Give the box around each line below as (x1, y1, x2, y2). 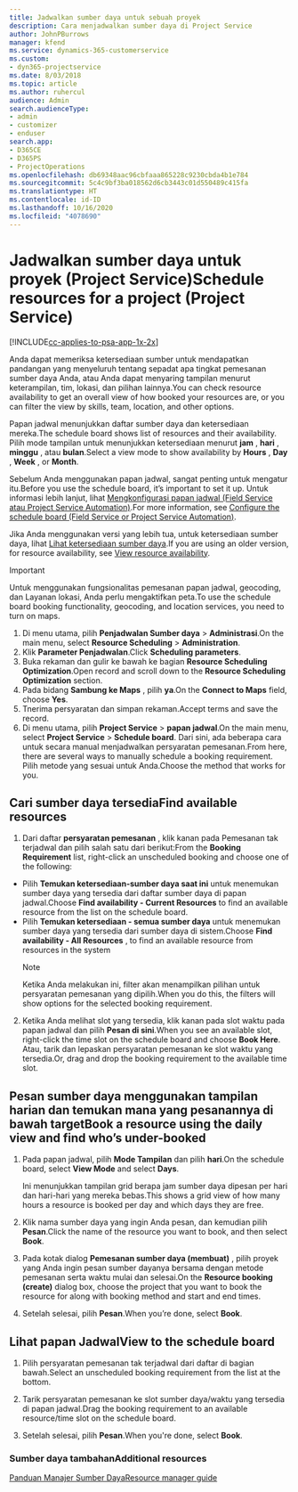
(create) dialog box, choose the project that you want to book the (21, 1282, 262, 1292)
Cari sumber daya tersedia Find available (9, 795, 238, 811)
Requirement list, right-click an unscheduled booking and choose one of (21, 852, 289, 862)
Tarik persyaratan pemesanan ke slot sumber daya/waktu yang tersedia (21, 1394, 286, 1404)
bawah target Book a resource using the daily (9, 1116, 263, 1131)
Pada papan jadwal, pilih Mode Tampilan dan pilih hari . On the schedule (21, 1154, 285, 1165)
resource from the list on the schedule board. (21, 907, 189, 917)
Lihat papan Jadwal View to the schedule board (9, 1333, 276, 1349)
